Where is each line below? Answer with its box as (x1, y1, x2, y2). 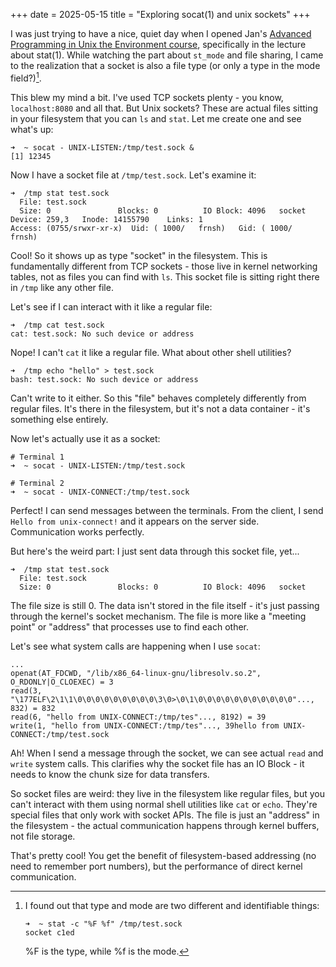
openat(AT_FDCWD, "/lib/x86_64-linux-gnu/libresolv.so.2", (10, 668, 262, 678)
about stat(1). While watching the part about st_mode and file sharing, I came (10, 49, 324, 61)
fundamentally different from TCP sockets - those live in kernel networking (10, 260, 318, 272)
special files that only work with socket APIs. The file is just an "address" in (10, 809, 320, 821)
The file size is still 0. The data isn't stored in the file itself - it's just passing (10, 599, 320, 611)
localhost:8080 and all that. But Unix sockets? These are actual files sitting (10, 102, 319, 114)
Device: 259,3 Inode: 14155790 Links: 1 (10, 214, 203, 224)
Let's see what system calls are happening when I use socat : (10, 640, 261, 652)
